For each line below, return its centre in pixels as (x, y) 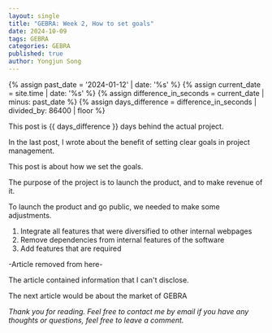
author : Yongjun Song (45, 62)
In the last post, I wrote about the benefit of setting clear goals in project (129, 142)
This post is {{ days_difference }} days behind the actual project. (116, 126)
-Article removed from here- (56, 264)
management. (32, 151)
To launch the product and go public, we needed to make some (114, 206)
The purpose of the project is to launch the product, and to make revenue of (136, 182)
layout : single (34, 16)
